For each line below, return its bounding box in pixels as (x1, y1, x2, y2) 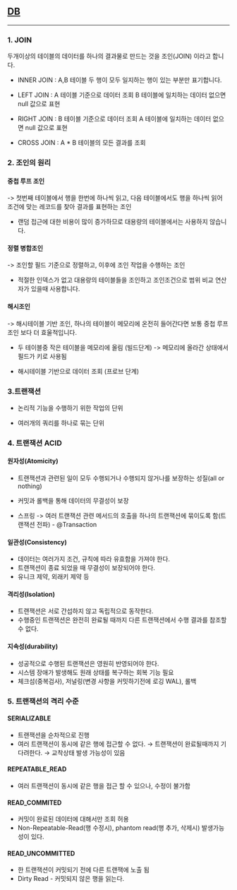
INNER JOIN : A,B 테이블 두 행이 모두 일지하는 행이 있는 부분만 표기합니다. (17, 76, 222, 84)
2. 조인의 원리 (7, 158, 51, 168)
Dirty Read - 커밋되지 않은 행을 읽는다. (17, 874, 125, 883)
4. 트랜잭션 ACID (7, 438, 62, 448)
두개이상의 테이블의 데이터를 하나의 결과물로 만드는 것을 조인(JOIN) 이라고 (7, 52, 212, 61)
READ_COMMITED (7, 798, 62, 807)
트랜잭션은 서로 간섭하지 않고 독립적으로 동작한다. (17, 607, 154, 615)
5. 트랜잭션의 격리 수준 (7, 696, 79, 706)
